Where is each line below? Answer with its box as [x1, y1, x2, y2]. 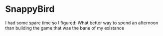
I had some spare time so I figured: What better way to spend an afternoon [5, 20, 159, 26]
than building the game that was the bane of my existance [5, 25, 125, 31]
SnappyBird [5, 3, 55, 15]
